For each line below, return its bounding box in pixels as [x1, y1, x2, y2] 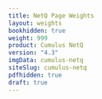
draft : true [8, 78, 48, 86]
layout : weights [8, 19, 62, 27]
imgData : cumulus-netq [8, 57, 84, 65]
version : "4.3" [8, 49, 59, 57]
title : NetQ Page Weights [8, 11, 94, 20]
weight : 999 [8, 34, 48, 42]
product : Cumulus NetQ [8, 42, 84, 49]
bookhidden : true [8, 26, 66, 34]
